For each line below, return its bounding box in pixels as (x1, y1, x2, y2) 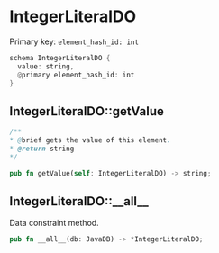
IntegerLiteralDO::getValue (9, 104, 164, 119)
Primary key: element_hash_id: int (9, 36, 140, 47)
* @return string (9, 144, 75, 153)
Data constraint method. (9, 218, 99, 229)
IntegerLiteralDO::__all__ (9, 194, 149, 209)
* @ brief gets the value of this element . (9, 136, 171, 145)
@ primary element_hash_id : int (17, 70, 135, 79)
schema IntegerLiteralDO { (9, 53, 111, 62)
